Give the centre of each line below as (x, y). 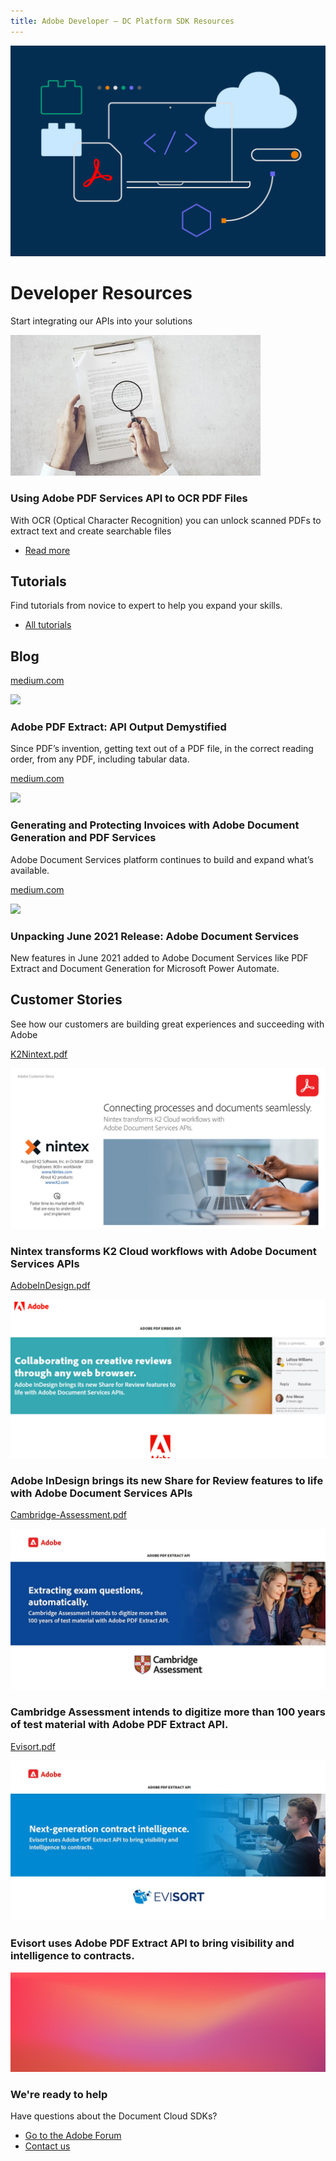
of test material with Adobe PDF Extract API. (119, 1725)
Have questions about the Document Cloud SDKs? (114, 2116)
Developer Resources (101, 293)
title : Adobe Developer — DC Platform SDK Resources (122, 21)
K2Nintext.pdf (39, 1054)
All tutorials (48, 625)
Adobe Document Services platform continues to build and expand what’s (162, 859)
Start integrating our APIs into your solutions (101, 321)
